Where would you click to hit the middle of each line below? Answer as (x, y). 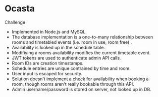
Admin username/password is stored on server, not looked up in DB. (81, 89)
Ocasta (20, 9)
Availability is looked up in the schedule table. (58, 47)
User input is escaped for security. (47, 73)
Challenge (15, 22)
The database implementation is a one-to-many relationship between (82, 37)
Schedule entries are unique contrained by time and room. (71, 68)
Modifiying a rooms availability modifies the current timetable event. (81, 53)
